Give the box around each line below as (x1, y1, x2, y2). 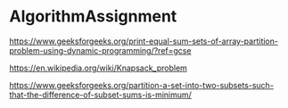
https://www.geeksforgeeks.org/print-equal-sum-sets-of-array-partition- (9, 36, 279, 46)
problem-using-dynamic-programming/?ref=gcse (9, 45, 192, 55)
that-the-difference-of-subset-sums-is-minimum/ (9, 89, 192, 100)
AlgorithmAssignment (9, 6, 177, 27)
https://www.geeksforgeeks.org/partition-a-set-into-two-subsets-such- (9, 79, 275, 90)
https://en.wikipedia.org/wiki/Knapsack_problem (9, 62, 187, 73)
